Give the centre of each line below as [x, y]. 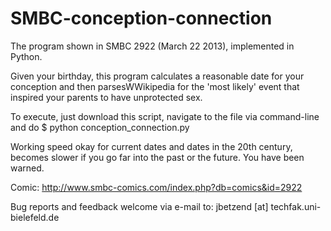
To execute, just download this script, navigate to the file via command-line [165, 116]
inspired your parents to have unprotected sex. [106, 97]
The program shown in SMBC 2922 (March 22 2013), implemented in [152, 46]
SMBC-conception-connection [141, 18]
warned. [27, 168]
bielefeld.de [35, 217]
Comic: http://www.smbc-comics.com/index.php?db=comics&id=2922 [156, 187]
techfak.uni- [296, 206]
